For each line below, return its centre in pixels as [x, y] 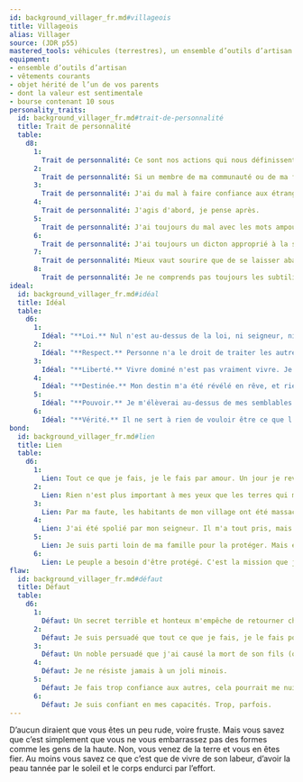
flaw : [19, 570]
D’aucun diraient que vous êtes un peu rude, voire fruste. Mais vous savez [147, 730]
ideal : [22, 286]
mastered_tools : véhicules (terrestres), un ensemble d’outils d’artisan [151, 51]
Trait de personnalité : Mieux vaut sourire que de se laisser [161, 261]
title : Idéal [42, 303]
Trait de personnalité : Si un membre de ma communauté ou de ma [165, 177]
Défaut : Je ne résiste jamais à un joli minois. [135, 671]
